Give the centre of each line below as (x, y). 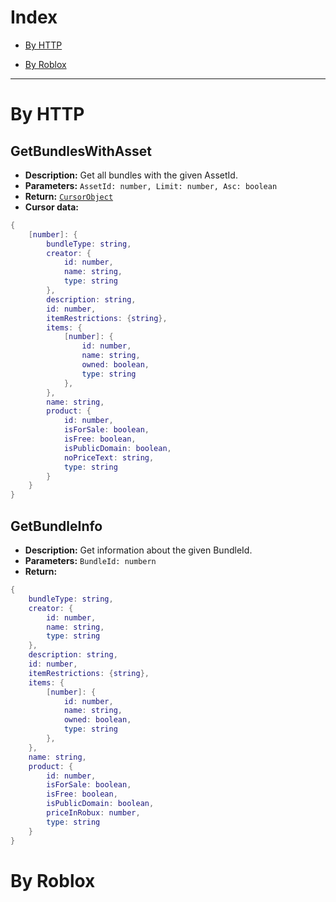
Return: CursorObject (69, 196)
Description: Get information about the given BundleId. (138, 550)
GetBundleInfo (56, 526)
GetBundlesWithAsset (81, 151)
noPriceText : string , (109, 457)
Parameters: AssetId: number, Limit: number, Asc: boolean (151, 185)
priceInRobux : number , (93, 813)
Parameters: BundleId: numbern (90, 560)
